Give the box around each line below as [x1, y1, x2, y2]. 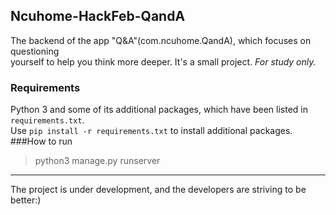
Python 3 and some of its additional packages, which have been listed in [10, 104, 308, 116]
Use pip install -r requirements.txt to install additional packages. [10, 125, 293, 137]
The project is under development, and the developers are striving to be [10, 184, 307, 196]
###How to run [10, 135, 73, 148]
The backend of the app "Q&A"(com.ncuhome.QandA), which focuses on [10, 34, 312, 46]
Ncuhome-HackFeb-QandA [10, 8, 186, 25]
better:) [10, 194, 42, 206]
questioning [10, 45, 60, 57]
